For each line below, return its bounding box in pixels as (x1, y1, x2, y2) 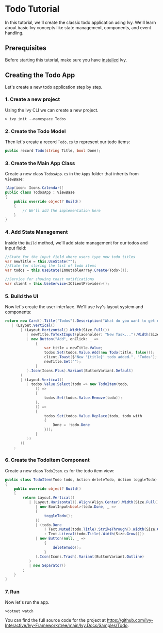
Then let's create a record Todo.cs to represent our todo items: (5, 139, 130, 145)
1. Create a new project (5, 96, 60, 103)
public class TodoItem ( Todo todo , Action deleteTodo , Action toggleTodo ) (5, 477, 158, 482)
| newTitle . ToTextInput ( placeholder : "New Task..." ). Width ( (26, 332, 151, 337)
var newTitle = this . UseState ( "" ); (5, 259, 77, 264)
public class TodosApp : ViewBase (5, 190, 75, 195)
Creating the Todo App (5, 71, 75, 79)
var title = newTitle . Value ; (44, 346, 103, 351)
